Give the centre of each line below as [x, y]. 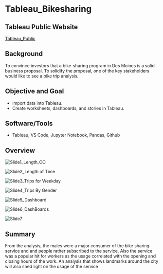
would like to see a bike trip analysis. [42, 76]
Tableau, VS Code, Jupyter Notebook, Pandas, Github [66, 135]
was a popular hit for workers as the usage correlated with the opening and [81, 256]
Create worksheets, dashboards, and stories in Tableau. [68, 108]
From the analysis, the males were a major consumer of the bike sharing [77, 246]
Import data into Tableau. [37, 103]
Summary [20, 234]
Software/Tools [29, 123]
